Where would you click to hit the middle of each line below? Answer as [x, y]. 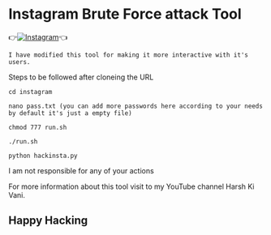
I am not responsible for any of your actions [81, 170]
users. [19, 62]
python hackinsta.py [43, 156]
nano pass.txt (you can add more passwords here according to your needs [136, 106]
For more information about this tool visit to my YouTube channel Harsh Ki [131, 186]
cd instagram [30, 92]
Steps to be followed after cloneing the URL [81, 77]
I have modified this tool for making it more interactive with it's [129, 55]
